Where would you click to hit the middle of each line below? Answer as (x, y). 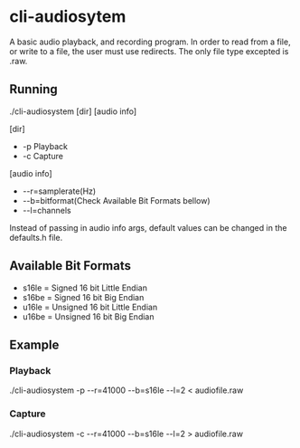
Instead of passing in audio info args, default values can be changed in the (148, 227)
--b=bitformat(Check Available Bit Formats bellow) (116, 200)
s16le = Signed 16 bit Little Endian (84, 288)
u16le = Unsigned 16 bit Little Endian (90, 307)
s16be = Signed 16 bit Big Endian (83, 297)
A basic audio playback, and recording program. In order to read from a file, (150, 42)
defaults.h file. (36, 237)
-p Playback (45, 146)
